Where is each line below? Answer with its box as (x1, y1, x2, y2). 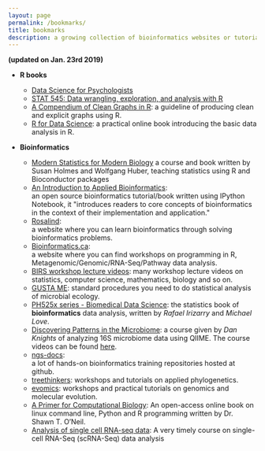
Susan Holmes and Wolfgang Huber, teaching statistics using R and (31, 166, 251, 176)
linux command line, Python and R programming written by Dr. (31, 408, 234, 418)
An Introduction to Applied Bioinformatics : (31, 183, 168, 193)
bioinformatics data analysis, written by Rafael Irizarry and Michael (31, 309, 252, 318)
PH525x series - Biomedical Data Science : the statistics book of (31, 300, 239, 309)
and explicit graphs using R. (31, 111, 122, 120)
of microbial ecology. (31, 292, 100, 301)
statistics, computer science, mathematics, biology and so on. (31, 275, 233, 284)
